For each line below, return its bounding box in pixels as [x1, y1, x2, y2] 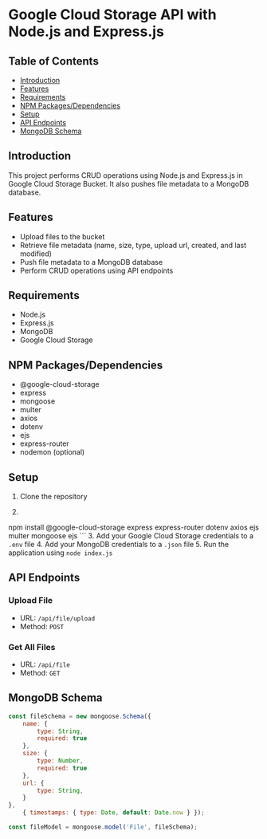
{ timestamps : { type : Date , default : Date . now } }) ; [22, 809, 205, 817]
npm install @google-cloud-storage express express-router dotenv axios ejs [8, 522, 259, 532]
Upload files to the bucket [19, 231, 105, 241]
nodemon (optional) [19, 447, 85, 457]
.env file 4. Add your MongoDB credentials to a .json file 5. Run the [8, 540, 230, 549]
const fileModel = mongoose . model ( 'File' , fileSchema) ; [8, 823, 198, 831]
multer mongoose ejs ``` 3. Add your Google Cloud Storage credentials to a [8, 531, 253, 541]
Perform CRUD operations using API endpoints [19, 266, 174, 275]
